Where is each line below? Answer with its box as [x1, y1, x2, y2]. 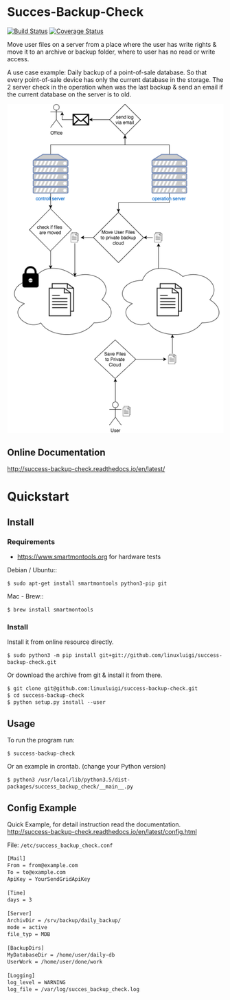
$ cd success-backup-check [7, 692, 84, 699]
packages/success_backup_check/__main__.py [7, 783, 134, 791]
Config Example [7, 802, 77, 813]
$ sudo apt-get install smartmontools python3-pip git [7, 580, 168, 587]
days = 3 [7, 897, 32, 904]
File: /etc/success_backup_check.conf [7, 841, 113, 849]
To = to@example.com [7, 869, 67, 876]
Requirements [7, 537, 56, 546]
